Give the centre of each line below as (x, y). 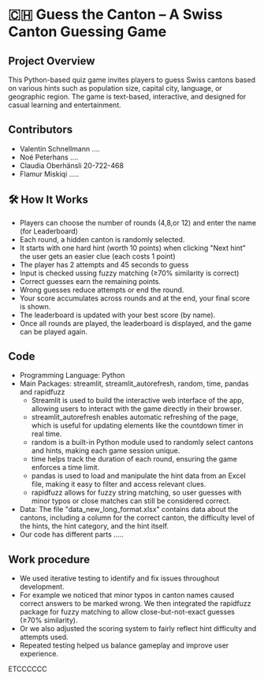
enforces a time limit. (65, 468)
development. (42, 587)
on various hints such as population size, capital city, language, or (115, 88)
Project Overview (52, 61)
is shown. (35, 306)
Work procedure (49, 559)
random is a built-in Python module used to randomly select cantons (142, 443)
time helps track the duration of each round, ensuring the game (134, 459)
